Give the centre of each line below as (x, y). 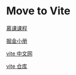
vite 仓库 (17, 66)
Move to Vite (38, 11)
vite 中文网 (19, 53)
